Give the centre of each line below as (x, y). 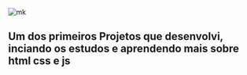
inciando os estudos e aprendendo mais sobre (124, 49)
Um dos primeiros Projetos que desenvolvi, (116, 36)
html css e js (39, 61)
